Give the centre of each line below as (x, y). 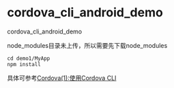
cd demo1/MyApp (29, 58)
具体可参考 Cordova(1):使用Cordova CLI (62, 78)
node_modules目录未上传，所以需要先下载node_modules (87, 45)
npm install (24, 64)
